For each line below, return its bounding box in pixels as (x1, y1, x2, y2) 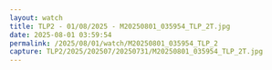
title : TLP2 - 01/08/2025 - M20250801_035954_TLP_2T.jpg (9, 22, 231, 31)
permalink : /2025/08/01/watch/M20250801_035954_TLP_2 (9, 38, 219, 48)
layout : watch (9, 13, 64, 23)
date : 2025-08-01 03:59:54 (9, 30, 112, 39)
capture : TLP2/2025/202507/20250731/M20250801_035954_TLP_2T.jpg (9, 47, 263, 56)
